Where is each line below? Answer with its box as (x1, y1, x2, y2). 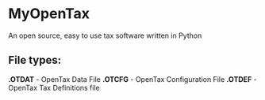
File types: (8, 54, 62, 67)
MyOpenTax (8, 5, 90, 23)
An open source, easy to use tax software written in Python (8, 31, 202, 40)
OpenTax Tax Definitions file (8, 83, 101, 92)
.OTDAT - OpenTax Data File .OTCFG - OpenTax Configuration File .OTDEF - (8, 74, 257, 83)
